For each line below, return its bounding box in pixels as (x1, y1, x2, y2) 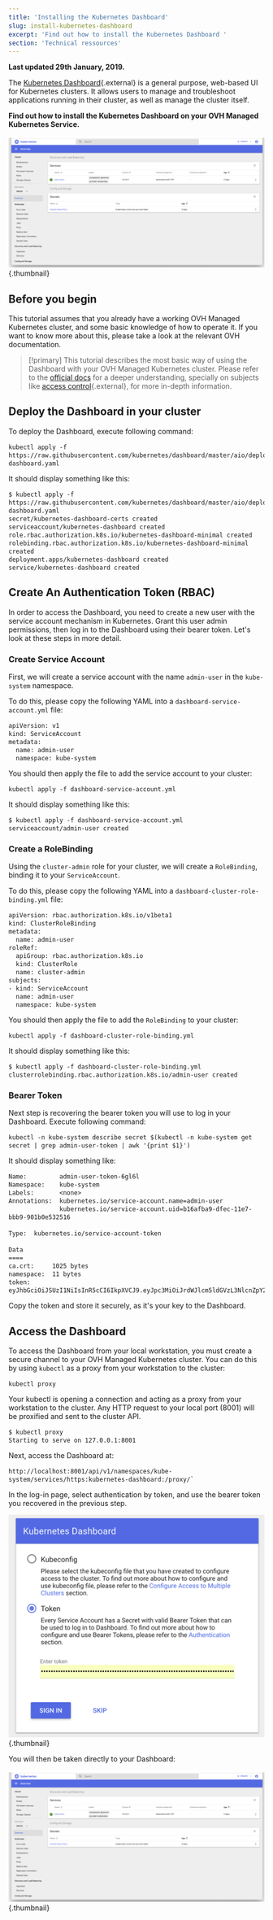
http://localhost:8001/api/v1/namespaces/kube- (8, 1468, 173, 1476)
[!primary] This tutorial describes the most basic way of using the (28, 355, 248, 365)
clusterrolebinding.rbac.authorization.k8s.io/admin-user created (8, 1071, 238, 1079)
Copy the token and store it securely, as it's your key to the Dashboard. (8, 1301, 246, 1311)
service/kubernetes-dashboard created (8, 564, 140, 572)
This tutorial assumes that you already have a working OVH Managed (8, 313, 240, 323)
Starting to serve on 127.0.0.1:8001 (8, 1436, 136, 1445)
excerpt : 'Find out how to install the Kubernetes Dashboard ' (8, 30, 227, 38)
